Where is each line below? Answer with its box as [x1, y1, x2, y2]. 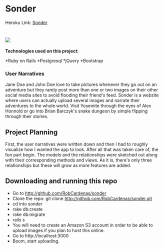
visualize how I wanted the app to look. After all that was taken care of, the [5, 146, 158, 152]
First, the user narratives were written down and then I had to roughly [5, 141, 148, 147]
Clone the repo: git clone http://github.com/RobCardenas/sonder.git [12, 195, 152, 201]
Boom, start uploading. [12, 238, 60, 244]
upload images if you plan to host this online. [12, 227, 105, 233]
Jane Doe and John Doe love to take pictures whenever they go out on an [5, 81, 157, 87]
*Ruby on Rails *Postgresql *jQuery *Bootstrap [5, 57, 103, 63]
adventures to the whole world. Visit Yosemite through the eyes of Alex [5, 103, 151, 109]
